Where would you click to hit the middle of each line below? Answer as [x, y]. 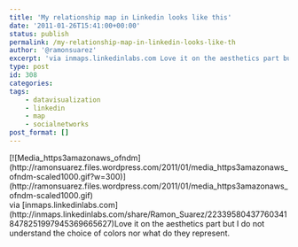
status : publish [39, 34]
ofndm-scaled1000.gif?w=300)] [68, 176]
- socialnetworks [57, 125]
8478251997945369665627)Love [71, 223]
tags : [19, 91]
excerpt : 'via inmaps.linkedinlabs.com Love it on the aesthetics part [144, 58]
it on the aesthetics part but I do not [200, 223]
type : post [29, 67]
